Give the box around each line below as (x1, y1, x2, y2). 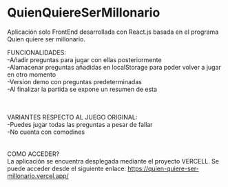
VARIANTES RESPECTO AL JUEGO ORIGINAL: (7, 112, 138, 121)
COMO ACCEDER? (7, 150, 60, 158)
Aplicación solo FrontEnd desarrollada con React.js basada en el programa (7, 28, 219, 36)
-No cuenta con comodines (7, 128, 85, 136)
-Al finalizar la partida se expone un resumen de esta (7, 85, 157, 93)
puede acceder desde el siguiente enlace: (7, 164, 126, 173)
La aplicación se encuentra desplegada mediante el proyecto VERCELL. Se (7, 157, 219, 165)
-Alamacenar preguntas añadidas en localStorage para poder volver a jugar (7, 63, 222, 71)
